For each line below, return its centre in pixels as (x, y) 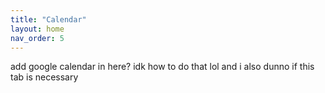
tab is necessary (44, 77)
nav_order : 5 (37, 38)
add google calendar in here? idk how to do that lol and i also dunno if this (162, 67)
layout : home (37, 29)
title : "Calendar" (48, 19)
